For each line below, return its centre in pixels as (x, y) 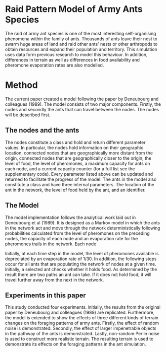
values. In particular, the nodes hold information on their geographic (74, 147)
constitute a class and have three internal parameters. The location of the (80, 184)
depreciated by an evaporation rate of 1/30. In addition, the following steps (81, 259)
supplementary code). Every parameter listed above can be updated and (79, 174)
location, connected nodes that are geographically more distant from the (79, 153)
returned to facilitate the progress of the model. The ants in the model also (81, 179)
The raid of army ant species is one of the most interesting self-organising (81, 33)
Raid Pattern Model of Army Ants (74, 9)
